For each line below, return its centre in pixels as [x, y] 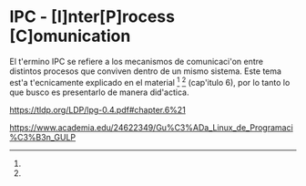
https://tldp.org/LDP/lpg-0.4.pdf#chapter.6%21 [98, 109]
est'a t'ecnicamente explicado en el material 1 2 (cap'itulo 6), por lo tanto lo [150, 81]
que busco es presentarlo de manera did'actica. [99, 92]
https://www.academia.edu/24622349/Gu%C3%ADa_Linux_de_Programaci [151, 127]
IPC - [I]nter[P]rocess [92, 17]
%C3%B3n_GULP [42, 137]
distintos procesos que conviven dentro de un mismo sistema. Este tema [146, 71]
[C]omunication [70, 36]
